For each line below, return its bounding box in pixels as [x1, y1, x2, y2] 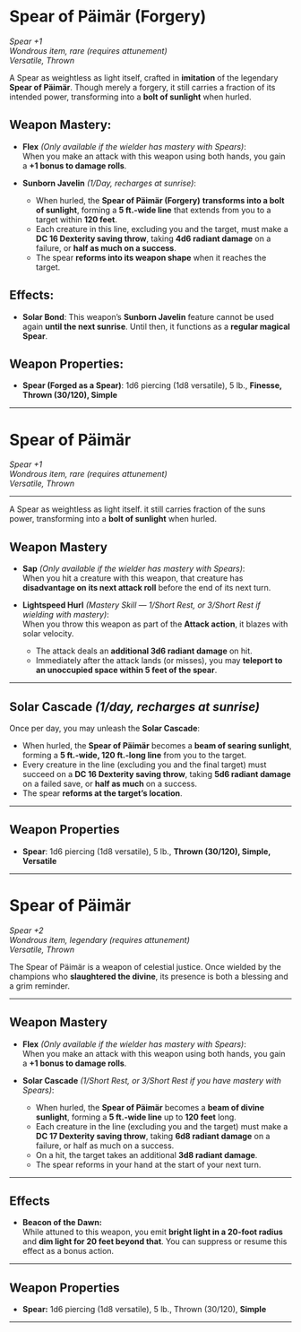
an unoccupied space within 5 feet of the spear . [35, 665, 218, 676]
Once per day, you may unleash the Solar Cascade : [9, 722, 200, 733]
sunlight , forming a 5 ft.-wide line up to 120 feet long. [35, 1111, 237, 1122]
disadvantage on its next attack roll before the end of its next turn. [21, 583, 271, 593]
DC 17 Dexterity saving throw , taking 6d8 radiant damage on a [35, 1130, 271, 1141]
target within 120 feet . [35, 213, 118, 225]
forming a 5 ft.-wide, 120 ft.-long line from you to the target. [21, 749, 247, 760]
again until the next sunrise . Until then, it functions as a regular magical [21, 321, 291, 332]
